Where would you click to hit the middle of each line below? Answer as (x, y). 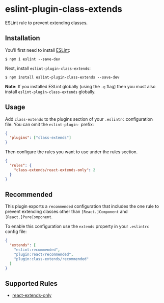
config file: (16, 232)
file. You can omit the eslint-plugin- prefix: (50, 124)
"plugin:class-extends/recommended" (52, 259)
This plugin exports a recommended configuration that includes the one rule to (82, 206)
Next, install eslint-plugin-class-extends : (48, 68)
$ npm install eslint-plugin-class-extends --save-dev (62, 77)
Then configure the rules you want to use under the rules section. (71, 152)
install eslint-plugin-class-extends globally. (50, 92)
